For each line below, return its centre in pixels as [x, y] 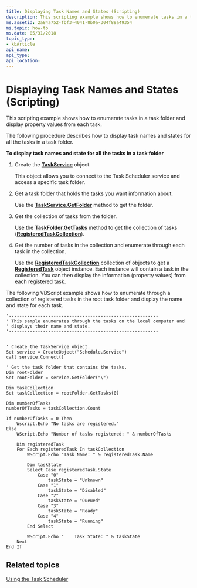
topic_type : [21, 39]
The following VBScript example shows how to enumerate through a [88, 293]
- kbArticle [21, 45]
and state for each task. [35, 305]
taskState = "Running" [76, 521]
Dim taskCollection [30, 388]
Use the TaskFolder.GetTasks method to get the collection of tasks [96, 228]
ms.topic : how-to [27, 28]
